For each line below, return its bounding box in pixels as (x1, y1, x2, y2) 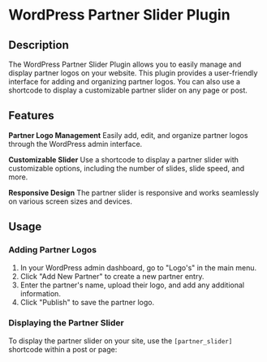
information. (19, 288, 61, 298)
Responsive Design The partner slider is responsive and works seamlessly (8, 187, 260, 197)
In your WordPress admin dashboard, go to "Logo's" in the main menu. (19, 262, 257, 273)
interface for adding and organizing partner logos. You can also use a (8, 77, 241, 86)
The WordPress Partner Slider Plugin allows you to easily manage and (8, 59, 242, 69)
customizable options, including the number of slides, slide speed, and (8, 163, 245, 173)
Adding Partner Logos (8, 244, 97, 256)
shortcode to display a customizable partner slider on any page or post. (8, 85, 248, 95)
